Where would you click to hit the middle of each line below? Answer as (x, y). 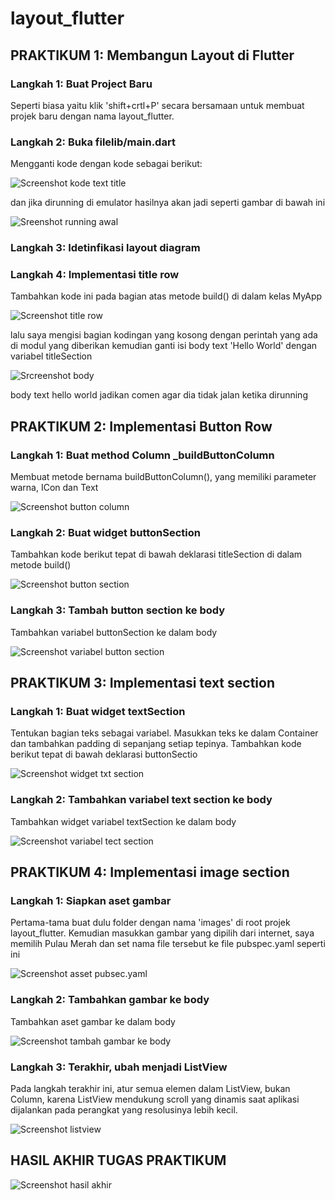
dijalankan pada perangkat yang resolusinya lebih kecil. (124, 1109)
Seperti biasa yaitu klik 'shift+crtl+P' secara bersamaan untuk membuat (157, 105)
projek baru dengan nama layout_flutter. (92, 116)
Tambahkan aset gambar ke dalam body (93, 1021)
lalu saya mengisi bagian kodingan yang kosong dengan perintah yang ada (164, 335)
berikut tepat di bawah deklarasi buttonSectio (104, 754)
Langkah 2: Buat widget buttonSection (106, 532)
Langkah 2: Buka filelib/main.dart (93, 142)
